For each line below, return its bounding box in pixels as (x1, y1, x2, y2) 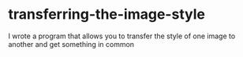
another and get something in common (8, 39, 135, 48)
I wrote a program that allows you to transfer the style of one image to (8, 31, 236, 41)
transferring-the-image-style (8, 5, 205, 23)
